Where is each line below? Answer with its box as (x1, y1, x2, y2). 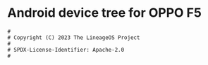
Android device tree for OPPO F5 (7, 5, 202, 21)
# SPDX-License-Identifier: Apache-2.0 (7, 46, 125, 53)
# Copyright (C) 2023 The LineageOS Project (7, 34, 140, 41)
